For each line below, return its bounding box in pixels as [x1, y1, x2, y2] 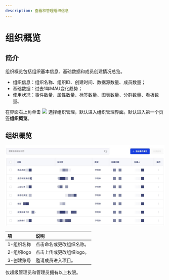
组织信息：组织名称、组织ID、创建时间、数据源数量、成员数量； [12, 79, 146, 85]
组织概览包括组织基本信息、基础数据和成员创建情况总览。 [5, 68, 125, 74]
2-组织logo [7, 249, 31, 255]
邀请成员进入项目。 [35, 257, 76, 263]
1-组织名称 [7, 241, 31, 248]
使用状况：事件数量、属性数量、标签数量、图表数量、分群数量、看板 [12, 92, 155, 98]
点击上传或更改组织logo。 [35, 249, 90, 255]
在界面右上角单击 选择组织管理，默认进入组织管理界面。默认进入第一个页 [5, 109, 163, 115]
